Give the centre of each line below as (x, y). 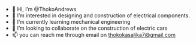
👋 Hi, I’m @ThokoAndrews (44, 9)
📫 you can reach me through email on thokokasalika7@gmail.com (94, 35)
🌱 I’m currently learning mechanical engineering (71, 22)
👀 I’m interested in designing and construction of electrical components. (101, 15)
